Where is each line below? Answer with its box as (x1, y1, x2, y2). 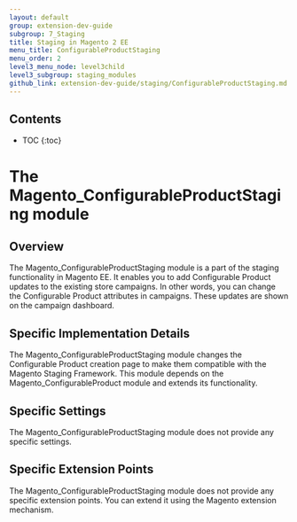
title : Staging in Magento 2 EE (9, 37, 129, 47)
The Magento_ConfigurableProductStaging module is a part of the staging (9, 262, 279, 273)
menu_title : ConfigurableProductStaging (9, 46, 161, 55)
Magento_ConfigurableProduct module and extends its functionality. (9, 378, 259, 388)
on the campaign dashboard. (9, 300, 115, 311)
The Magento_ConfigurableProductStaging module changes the (9, 349, 242, 360)
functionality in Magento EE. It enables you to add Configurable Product (9, 272, 271, 283)
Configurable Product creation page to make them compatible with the (9, 359, 267, 370)
